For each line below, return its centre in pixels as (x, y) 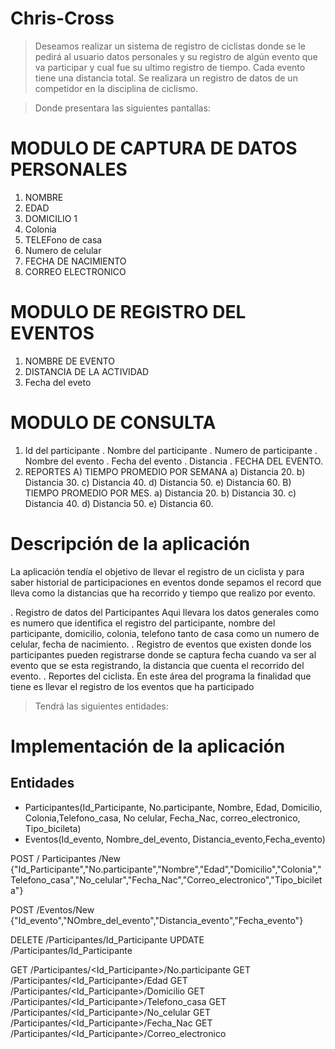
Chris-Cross (62, 18)
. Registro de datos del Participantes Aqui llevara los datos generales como (165, 612)
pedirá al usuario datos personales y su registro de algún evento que (176, 56)
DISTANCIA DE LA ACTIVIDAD (87, 371)
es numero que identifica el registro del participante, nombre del (143, 623)
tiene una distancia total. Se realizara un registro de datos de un (166, 78)
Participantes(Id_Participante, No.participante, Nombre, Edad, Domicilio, (173, 807)
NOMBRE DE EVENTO (70, 361)
